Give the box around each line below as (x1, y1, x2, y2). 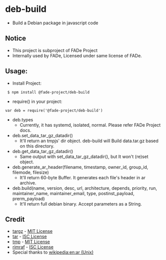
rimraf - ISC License (12, 244, 54, 250)
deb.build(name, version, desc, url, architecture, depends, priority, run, (12, 185, 158, 191)
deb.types (12, 116, 33, 122)
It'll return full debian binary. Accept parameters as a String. (19, 201, 142, 207)
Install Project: (12, 80, 42, 86)
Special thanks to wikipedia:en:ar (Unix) (12, 249, 94, 256)
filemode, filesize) (12, 169, 49, 175)
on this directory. (19, 143, 55, 149)
